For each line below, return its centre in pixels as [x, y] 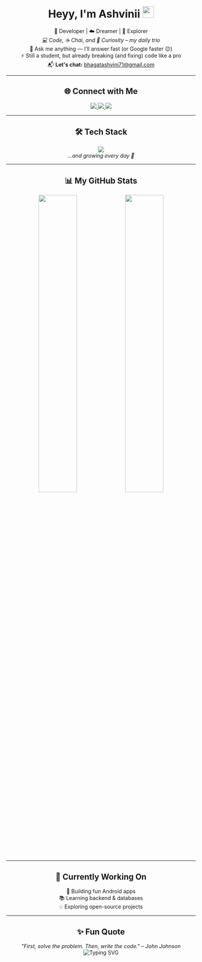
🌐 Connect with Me [101, 91]
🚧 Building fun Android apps [101, 892]
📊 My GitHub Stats [101, 181]
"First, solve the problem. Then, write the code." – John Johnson [101, 946]
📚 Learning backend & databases [101, 898]
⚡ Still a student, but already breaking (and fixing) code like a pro [101, 55]
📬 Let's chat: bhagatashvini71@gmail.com [101, 64]
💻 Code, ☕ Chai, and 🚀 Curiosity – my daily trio [101, 40]
